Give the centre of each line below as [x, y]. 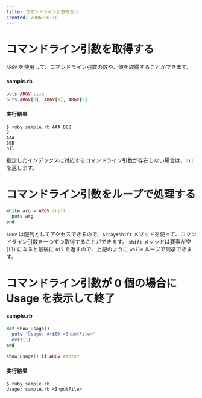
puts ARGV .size [25, 94]
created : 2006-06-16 [32, 17]
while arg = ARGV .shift [36, 211]
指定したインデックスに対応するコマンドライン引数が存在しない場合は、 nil [100, 160]
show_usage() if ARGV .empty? [43, 356]
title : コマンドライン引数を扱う [43, 12]
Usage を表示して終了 [61, 298]
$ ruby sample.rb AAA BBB [39, 127]
